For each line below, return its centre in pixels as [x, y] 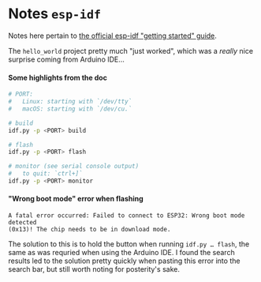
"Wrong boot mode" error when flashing [76, 199]
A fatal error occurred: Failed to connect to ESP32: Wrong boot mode [127, 216]
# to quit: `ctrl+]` [45, 174]
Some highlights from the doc [58, 77]
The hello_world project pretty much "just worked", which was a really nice [131, 51]
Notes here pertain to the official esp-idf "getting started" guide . [112, 36]
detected [22, 223]
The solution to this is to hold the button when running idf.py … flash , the [129, 244]
